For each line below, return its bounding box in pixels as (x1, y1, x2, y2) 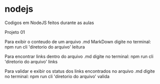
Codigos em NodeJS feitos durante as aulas (4, 20, 94, 26)
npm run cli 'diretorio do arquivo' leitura (4, 44, 85, 50)
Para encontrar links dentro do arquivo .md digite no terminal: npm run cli (4, 53, 154, 59)
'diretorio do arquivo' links (4, 58, 58, 64)
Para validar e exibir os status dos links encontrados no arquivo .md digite (4, 68, 155, 74)
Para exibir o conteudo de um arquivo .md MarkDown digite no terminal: (4, 38, 151, 45)
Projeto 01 (4, 29, 25, 35)
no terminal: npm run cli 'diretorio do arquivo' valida (4, 73, 110, 79)
